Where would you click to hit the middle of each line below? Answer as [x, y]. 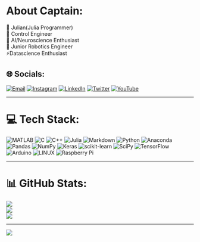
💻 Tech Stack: [43, 119]
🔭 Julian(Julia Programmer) [40, 27]
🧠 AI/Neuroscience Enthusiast [43, 40]
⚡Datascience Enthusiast [37, 53]
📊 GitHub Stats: [47, 183]
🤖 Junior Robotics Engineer [40, 46]
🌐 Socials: [26, 74]
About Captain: [45, 11]
